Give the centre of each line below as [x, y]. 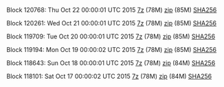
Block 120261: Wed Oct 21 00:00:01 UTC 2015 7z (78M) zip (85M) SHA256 [112, 23]
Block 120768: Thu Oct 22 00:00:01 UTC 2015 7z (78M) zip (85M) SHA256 [112, 10]
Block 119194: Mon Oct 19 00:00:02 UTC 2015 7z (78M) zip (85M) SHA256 [112, 50]
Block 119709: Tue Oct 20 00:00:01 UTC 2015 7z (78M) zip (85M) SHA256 [111, 36]
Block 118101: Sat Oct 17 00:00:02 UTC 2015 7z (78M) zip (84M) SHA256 [109, 76]
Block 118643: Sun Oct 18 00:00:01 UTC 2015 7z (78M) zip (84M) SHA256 [111, 63]
